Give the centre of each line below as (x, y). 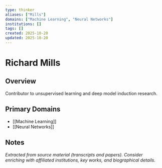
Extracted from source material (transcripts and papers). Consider (74, 154)
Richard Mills (33, 63)
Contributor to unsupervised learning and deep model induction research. (82, 93)
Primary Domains (33, 109)
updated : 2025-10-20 (27, 38)
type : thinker (20, 10)
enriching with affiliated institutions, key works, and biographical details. (80, 160)
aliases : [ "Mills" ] (26, 15)
